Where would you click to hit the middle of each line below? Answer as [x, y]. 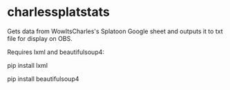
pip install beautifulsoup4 [43, 79]
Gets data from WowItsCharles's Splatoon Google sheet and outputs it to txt [115, 31]
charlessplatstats [59, 12]
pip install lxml [28, 65]
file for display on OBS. [40, 38]
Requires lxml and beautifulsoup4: [56, 52]
